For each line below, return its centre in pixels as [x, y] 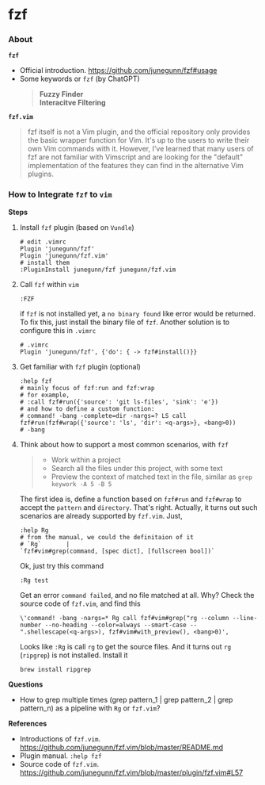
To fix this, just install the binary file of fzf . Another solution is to [125, 322]
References [28, 723]
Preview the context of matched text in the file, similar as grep [152, 477]
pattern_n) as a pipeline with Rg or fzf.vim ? [90, 708]
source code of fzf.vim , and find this [80, 603]
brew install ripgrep [55, 669]
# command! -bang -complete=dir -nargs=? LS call [103, 415]
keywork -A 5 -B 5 [81, 484]
